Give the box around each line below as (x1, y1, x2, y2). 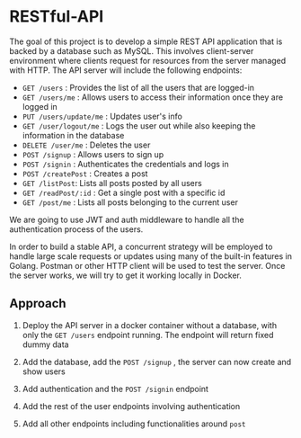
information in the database (22, 130, 125, 140)
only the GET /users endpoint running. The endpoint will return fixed (22, 329, 274, 340)
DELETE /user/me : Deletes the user (22, 139, 151, 150)
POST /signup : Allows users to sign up (22, 148, 164, 159)
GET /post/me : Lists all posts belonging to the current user (22, 196, 238, 208)
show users (22, 366, 66, 377)
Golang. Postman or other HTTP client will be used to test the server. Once (9, 260, 286, 271)
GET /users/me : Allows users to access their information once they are (22, 92, 284, 103)
